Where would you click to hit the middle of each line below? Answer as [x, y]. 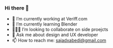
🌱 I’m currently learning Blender [44, 24]
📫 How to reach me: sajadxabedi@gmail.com [59, 40]
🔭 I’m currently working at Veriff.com [50, 19]
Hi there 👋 [17, 8]
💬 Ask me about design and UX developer [55, 35]
